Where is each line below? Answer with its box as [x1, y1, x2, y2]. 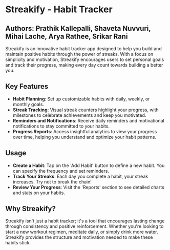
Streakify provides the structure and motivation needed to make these [5, 234, 153, 240]
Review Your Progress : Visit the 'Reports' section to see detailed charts [12, 184, 165, 190]
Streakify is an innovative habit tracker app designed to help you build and [5, 46, 162, 52]
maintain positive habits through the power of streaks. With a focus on [5, 51, 154, 57]
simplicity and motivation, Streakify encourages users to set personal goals [5, 56, 164, 62]
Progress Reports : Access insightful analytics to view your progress [12, 128, 157, 134]
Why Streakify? [5, 204, 56, 213]
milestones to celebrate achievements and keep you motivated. [12, 112, 146, 118]
